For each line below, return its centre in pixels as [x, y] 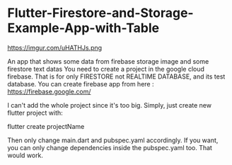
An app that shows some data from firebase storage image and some [108, 61]
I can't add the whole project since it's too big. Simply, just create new [110, 105]
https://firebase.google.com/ [49, 91]
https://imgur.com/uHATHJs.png [55, 47]
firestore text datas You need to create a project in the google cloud [106, 69]
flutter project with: [35, 113]
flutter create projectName [46, 126]
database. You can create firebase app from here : [81, 84]
